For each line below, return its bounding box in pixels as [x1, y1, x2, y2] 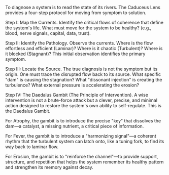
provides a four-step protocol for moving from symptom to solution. [5, 10, 147, 16]
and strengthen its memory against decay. [5, 164, 94, 170]
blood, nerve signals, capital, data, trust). [5, 30, 91, 36]
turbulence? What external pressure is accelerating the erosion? [5, 82, 140, 88]
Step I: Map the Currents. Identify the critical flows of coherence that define [5, 20, 164, 25]
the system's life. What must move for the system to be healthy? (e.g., [5, 25, 152, 31]
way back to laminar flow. [5, 144, 59, 150]
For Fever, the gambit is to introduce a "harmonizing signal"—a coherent [5, 133, 156, 139]
